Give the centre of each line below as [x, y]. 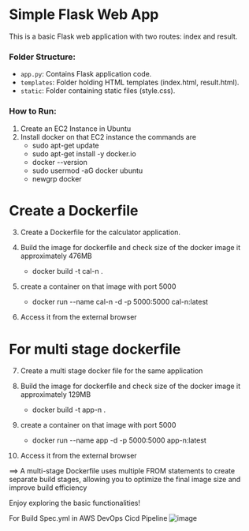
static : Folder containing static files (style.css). [98, 91]
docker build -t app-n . [69, 410]
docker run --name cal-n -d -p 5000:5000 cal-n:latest [120, 302]
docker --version [59, 162]
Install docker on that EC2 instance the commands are [108, 136]
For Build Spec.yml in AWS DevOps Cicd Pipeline [88, 518]
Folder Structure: [43, 57]
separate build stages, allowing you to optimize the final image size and [125, 480]
